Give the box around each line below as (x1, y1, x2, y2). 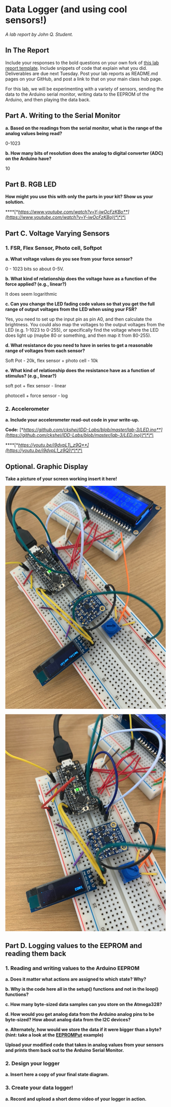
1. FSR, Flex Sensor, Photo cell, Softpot (5, 244, 102, 251)
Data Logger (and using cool (5, 4, 127, 15)
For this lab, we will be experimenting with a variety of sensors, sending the (5, 86, 164, 92)
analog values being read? (5, 130, 63, 136)
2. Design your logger (5, 1060, 60, 1067)
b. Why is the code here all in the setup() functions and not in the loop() (5, 986, 159, 992)
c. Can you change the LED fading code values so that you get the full (5, 301, 155, 307)
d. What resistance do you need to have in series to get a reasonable (5, 342, 153, 349)
